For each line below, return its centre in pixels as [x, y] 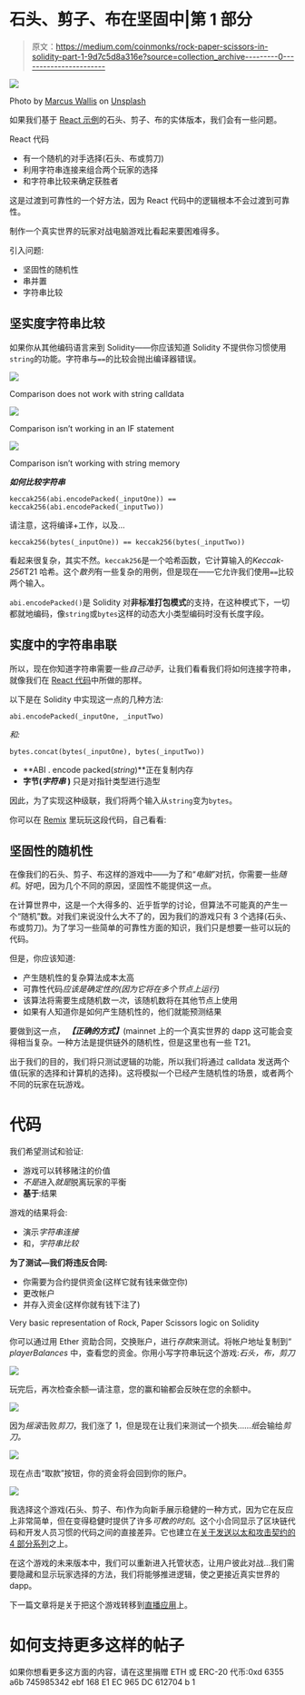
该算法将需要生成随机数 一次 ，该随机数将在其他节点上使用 [130, 1000]
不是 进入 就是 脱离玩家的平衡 [74, 1182]
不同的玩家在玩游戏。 [49, 1085]
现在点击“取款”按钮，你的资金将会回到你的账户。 [101, 1473]
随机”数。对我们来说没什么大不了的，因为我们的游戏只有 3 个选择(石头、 [156, 917]
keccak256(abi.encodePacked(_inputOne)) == [93, 499]
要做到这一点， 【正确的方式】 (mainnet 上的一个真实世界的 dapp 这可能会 [148, 1031]
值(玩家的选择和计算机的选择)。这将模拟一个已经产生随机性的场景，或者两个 [152, 1073]
